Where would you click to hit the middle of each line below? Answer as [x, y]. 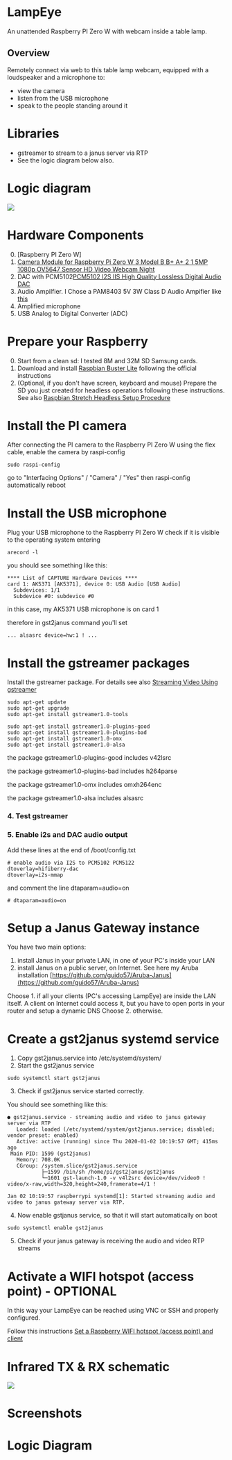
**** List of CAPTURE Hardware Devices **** [72, 578]
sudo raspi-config [34, 465]
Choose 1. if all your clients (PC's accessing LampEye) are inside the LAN [111, 996]
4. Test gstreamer [38, 816]
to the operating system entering [54, 540]
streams [29, 1248]
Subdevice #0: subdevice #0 [54, 597]
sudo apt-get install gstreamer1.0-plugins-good [79, 727]
